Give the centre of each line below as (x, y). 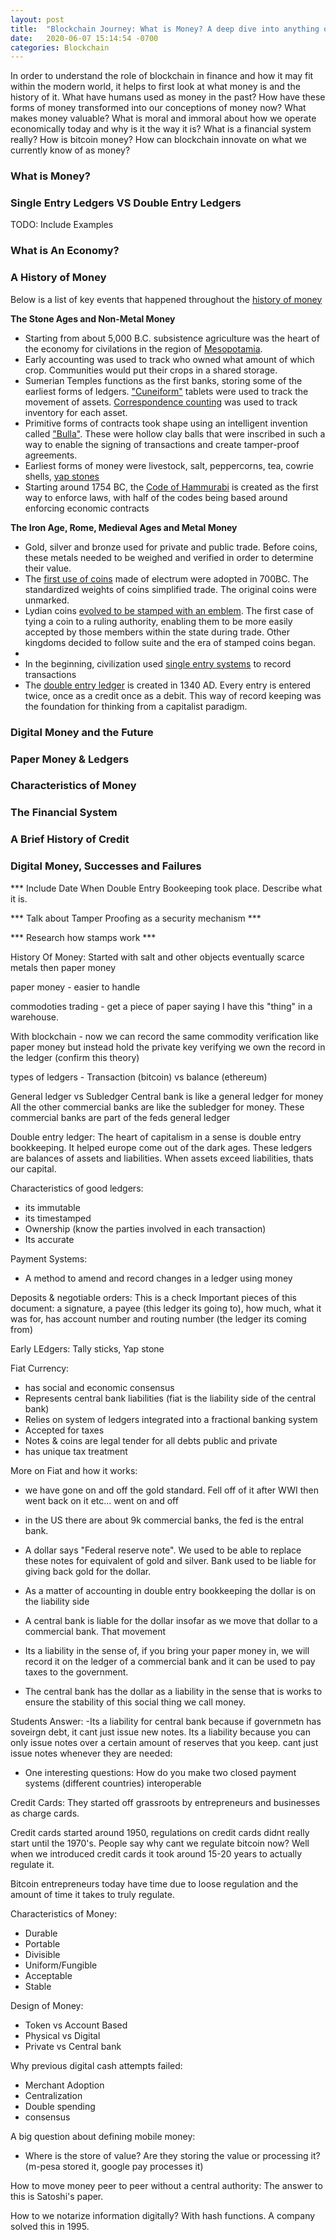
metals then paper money (63, 967)
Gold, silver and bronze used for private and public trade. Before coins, (171, 547)
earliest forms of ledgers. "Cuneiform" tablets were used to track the (166, 391)
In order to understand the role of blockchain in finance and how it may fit (162, 76)
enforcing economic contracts (87, 508)
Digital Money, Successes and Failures (106, 866)
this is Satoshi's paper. (57, 2196)
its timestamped (58, 1218)
